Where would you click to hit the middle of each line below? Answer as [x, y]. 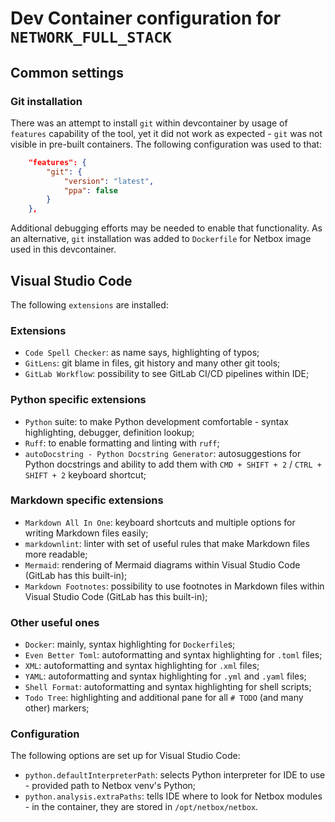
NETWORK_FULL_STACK [91, 37]
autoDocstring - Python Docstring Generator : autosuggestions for [163, 453]
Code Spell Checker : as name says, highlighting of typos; [142, 353]
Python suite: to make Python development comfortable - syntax [156, 421]
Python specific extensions [78, 400]
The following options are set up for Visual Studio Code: [125, 756]
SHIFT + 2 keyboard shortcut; [85, 474]
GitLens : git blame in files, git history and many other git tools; [152, 363]
